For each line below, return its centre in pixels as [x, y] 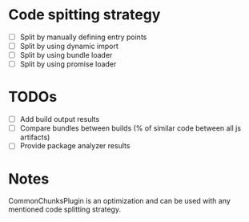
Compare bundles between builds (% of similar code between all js [131, 128]
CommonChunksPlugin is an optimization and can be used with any [119, 201]
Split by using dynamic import [69, 46]
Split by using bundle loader [66, 55]
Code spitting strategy [84, 15]
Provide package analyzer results [75, 146]
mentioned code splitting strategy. [65, 209]
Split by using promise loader [68, 64]
